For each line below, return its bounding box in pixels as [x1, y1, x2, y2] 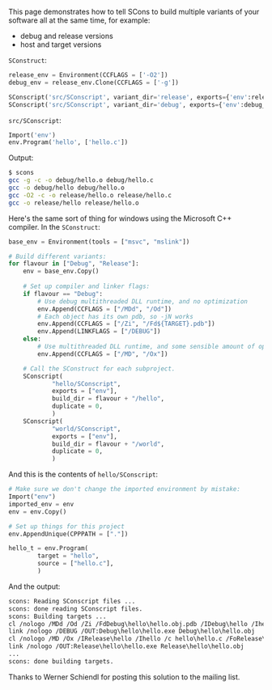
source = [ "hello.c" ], [37, 560, 114, 568]
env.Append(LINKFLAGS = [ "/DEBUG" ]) [37, 328, 161, 336]
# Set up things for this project [8, 522, 125, 531]
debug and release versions [19, 32, 113, 40]
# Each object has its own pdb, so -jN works [37, 312, 194, 320]
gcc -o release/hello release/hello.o [8, 198, 139, 207]
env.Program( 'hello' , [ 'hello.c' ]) [8, 138, 129, 146]
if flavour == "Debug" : [23, 290, 104, 298]
